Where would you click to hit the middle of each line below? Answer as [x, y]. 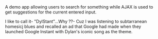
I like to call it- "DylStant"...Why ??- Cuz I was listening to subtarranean [76, 21]
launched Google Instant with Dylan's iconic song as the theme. [69, 32]
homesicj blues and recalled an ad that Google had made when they [73, 26]
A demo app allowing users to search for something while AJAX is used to [79, 7]
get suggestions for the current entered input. [51, 12]
